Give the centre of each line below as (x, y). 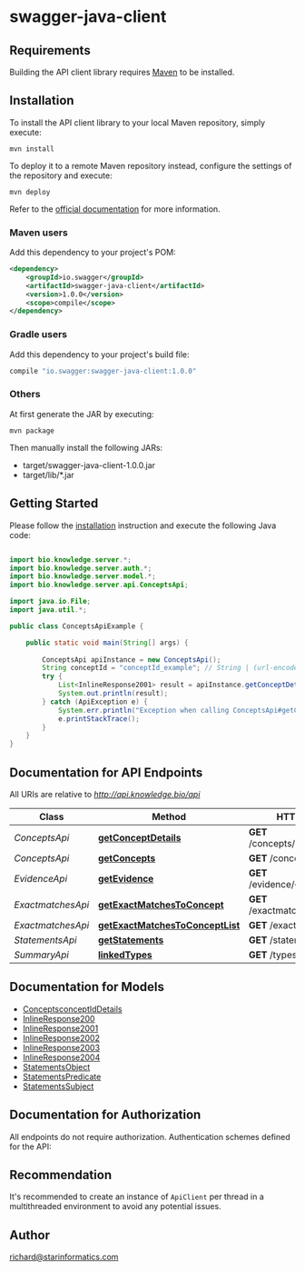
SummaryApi (42, 955)
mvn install (32, 149)
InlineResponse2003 (61, 1047)
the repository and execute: (61, 175)
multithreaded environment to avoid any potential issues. (115, 1206)
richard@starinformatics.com (64, 1257)
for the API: (30, 1146)
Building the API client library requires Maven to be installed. (122, 72)
